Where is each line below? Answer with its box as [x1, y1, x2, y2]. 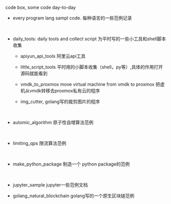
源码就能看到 [20, 70, 48, 76]
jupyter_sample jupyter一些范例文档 [12, 182, 88, 188]
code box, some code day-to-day [5, 5, 76, 10]
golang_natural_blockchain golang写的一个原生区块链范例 [12, 193, 135, 199]
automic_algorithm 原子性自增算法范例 [12, 119, 94, 125]
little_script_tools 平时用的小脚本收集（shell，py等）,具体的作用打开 [20, 64, 163, 70]
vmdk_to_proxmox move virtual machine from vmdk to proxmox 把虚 [20, 81, 165, 87]
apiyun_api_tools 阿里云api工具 [20, 53, 86, 59]
